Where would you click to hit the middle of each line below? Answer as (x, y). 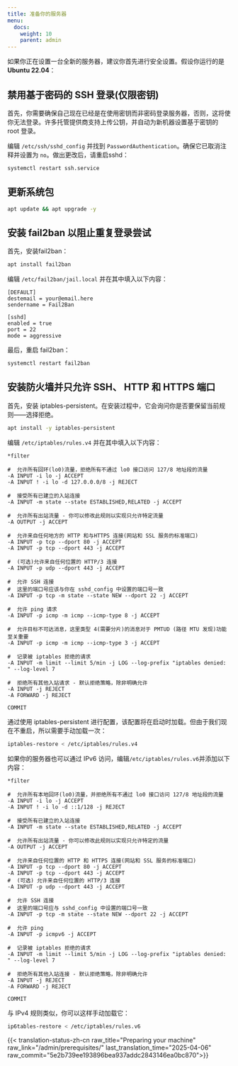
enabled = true (30, 323)
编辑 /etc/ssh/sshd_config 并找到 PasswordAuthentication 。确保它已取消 (114, 145)
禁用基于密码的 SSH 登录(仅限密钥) (83, 95)
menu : (15, 21)
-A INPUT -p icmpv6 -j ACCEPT (52, 934)
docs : (22, 27)
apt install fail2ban (39, 265)
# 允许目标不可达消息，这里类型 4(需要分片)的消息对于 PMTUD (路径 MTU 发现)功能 (117, 629)
